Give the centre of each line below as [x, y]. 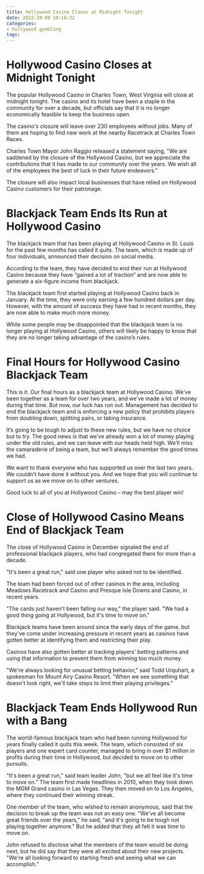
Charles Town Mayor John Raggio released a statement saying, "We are [97, 151]
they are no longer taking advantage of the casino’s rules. [79, 337]
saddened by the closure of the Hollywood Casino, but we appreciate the [98, 158]
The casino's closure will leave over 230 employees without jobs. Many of [99, 127]
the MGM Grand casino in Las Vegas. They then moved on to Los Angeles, [100, 788]
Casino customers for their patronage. [54, 189]
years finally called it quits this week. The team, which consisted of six [95, 744]
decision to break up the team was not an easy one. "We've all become [96, 813]
